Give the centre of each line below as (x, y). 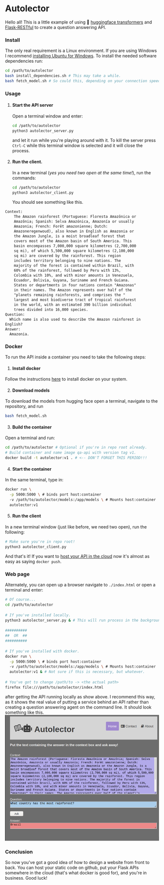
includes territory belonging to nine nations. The (67, 261)
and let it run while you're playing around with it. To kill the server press (84, 140)
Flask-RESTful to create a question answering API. (56, 27)
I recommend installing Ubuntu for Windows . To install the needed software (81, 56)
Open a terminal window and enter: (47, 116)
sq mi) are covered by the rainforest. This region (67, 256)
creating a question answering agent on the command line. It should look (78, 707)
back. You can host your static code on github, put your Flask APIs (72, 868)
